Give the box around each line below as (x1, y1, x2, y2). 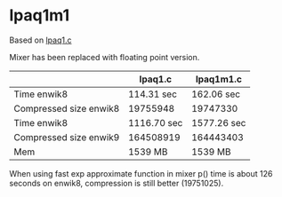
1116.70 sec (127, 116, 183, 129)
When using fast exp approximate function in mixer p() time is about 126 (9, 168, 273, 178)
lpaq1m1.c (195, 73, 243, 85)
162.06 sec (190, 88, 241, 100)
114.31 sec (127, 88, 178, 100)
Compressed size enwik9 (13, 130, 120, 143)
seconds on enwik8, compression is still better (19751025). (9, 177, 224, 188)
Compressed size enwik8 (13, 102, 120, 114)
